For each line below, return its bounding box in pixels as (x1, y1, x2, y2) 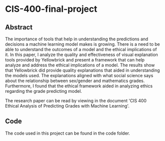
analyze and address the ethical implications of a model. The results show (5, 62, 155, 68)
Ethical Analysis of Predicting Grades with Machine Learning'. (5, 103, 130, 109)
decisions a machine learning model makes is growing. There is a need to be (5, 41, 160, 47)
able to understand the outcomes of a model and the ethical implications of (5, 47, 157, 52)
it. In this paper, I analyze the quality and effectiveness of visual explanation (5, 52, 158, 57)
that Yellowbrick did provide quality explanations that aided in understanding (5, 67, 160, 73)
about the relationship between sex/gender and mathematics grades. (5, 78, 145, 84)
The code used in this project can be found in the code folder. (5, 130, 130, 136)
